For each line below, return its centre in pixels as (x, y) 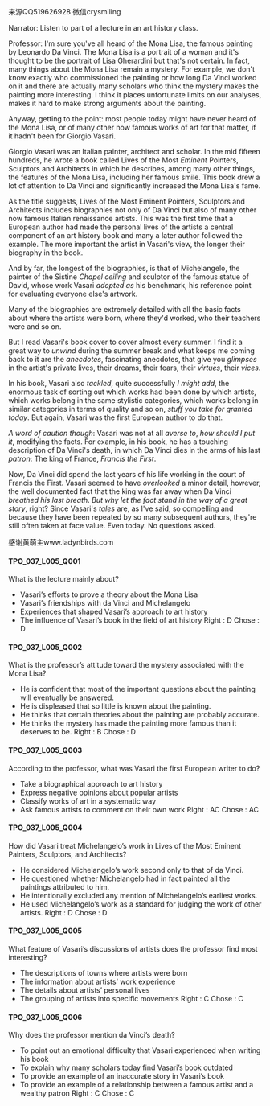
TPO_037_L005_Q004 (45, 828)
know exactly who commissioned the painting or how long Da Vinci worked (133, 78)
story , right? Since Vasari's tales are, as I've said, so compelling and (121, 508)
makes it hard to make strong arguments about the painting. (107, 103)
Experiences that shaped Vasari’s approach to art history (114, 612)
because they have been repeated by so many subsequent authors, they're (133, 517)
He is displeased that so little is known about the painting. (115, 706)
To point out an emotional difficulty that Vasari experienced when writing (140, 1050)
